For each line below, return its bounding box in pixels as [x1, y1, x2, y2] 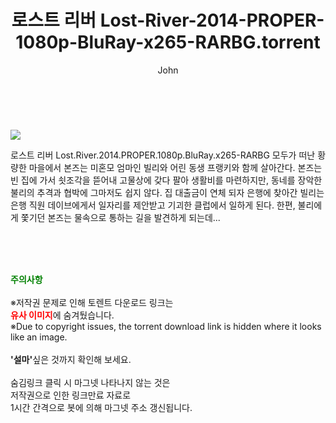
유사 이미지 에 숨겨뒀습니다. [10, 309, 115, 321]
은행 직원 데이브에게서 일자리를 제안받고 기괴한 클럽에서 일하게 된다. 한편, [10, 199, 296, 211]
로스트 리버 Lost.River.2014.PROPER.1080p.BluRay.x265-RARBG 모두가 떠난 [10, 149, 316, 161]
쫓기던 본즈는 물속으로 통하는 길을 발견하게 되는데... [20, 211, 221, 223]
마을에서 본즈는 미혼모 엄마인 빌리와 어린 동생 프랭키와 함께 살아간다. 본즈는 [28, 161, 323, 173]
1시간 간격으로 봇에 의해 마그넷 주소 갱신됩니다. [10, 401, 193, 413]
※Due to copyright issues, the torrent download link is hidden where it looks [10, 320, 322, 332]
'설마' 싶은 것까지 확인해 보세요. [10, 353, 132, 365]
